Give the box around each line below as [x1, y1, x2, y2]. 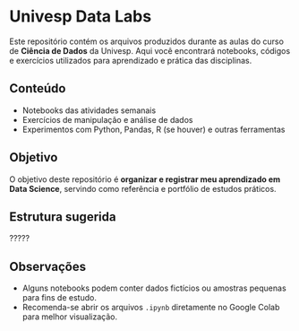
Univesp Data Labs [9, 6, 152, 27]
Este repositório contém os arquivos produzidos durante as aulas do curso [9, 36, 285, 47]
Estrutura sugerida [9, 209, 116, 224]
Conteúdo [9, 81, 66, 96]
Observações [9, 258, 87, 274]
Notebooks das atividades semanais [21, 105, 157, 116]
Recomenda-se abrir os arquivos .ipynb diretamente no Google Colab [21, 302, 280, 313]
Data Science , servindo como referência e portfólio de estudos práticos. [9, 183, 277, 194]
